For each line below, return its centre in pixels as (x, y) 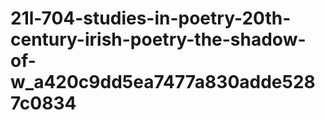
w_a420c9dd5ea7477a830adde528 (163, 82)
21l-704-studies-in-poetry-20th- (151, 18)
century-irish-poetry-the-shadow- (158, 39)
